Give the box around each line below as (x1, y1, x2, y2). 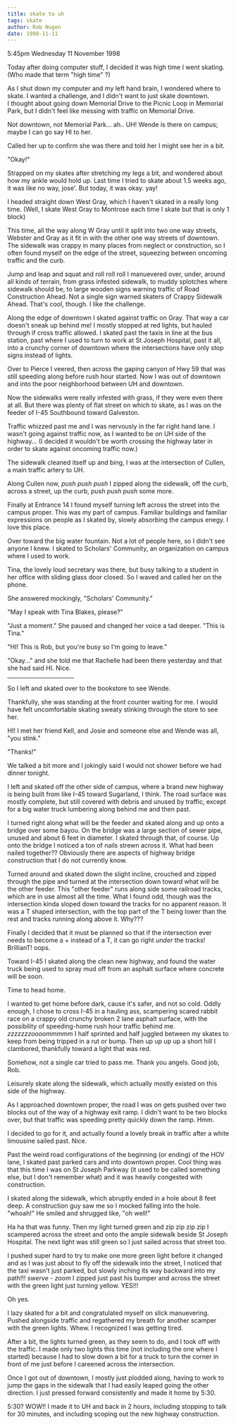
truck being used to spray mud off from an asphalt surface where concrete (7, 965, 225, 973)
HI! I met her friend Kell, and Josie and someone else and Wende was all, (7, 726, 219, 735)
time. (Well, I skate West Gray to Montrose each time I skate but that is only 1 (7, 205, 230, 214)
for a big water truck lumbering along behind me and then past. (7, 805, 192, 814)
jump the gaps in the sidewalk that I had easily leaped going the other (7, 1381, 209, 1390)
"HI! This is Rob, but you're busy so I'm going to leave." (7, 643, 168, 651)
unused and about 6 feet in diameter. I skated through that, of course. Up (7, 834, 220, 842)
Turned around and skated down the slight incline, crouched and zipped (7, 870, 216, 879)
